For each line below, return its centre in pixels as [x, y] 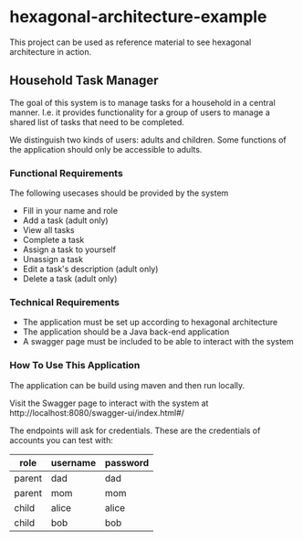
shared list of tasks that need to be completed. [97, 122]
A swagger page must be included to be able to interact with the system [158, 342]
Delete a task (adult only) [70, 279]
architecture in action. [51, 51]
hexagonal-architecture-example [138, 17]
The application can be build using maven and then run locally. [127, 385]
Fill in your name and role [70, 211]
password [127, 462]
